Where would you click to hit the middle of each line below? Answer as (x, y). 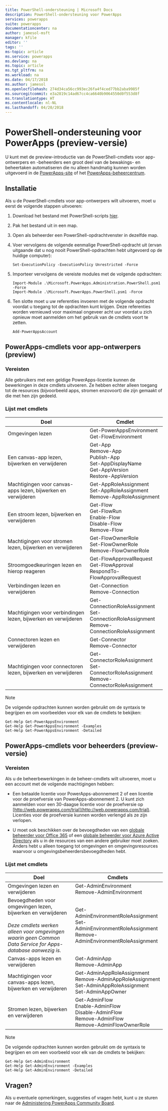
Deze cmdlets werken (33, 925)
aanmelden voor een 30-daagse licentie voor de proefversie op (78, 804)
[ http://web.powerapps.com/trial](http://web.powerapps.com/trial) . (81, 810)
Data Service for (27, 944)
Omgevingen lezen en (33, 886)
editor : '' (16, 43)
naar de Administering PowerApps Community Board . (60, 1103)
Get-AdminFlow (94, 1000)
